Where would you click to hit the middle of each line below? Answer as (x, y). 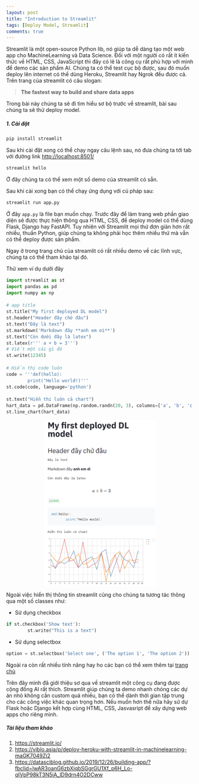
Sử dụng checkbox (38, 613)
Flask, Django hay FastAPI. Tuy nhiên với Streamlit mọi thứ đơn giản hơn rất (98, 227)
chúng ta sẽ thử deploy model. (44, 110)
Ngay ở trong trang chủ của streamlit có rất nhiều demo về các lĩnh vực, (94, 250)
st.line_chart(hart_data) (38, 412)
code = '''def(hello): (34, 374)
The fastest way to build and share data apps (77, 92)
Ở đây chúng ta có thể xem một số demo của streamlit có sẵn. (82, 179)
